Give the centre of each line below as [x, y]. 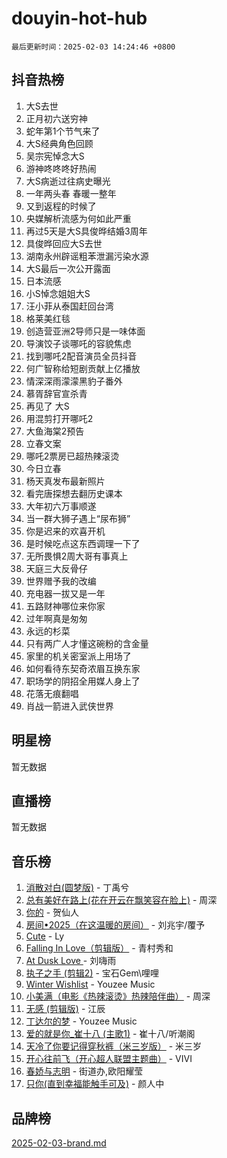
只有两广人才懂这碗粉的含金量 [87, 643]
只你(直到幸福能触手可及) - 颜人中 [95, 1084]
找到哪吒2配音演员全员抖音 [81, 356]
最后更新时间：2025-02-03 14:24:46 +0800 [93, 47]
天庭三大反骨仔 [56, 568]
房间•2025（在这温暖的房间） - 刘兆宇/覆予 [115, 925]
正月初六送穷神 [56, 118]
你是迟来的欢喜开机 [65, 531]
